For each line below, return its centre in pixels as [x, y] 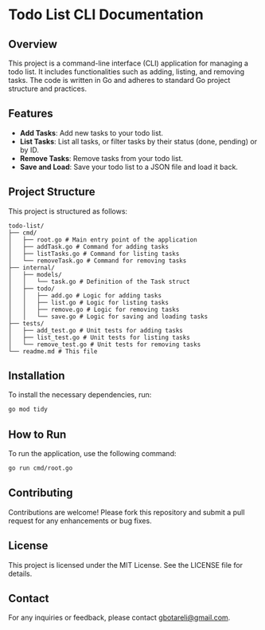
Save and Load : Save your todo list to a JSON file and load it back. [129, 167]
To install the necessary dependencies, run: [80, 395]
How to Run [37, 434]
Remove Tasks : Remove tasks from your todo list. [101, 158]
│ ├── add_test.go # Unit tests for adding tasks [95, 330]
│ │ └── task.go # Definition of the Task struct [99, 282]
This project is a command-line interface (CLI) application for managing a [129, 63]
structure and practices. [48, 89]
